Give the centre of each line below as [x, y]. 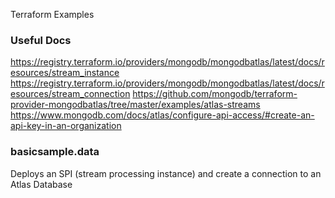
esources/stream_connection [70, 94]
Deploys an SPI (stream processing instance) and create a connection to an [166, 173]
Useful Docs [41, 40]
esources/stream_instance [65, 73]
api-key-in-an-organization [66, 126]
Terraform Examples [52, 14]
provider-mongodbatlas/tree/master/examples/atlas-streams [135, 105]
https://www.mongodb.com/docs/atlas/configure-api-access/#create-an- [162, 115]
